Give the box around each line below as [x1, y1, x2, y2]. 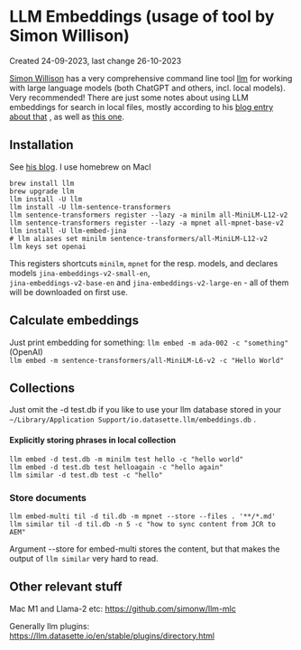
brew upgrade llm [9, 187, 75, 196]
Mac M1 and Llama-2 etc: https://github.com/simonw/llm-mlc [9, 603, 236, 614]
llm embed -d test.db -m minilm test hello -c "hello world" [9, 454, 244, 464]
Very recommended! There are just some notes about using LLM [9, 92, 250, 103]
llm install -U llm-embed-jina [9, 226, 127, 236]
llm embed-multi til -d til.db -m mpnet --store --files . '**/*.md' [9, 512, 277, 521]
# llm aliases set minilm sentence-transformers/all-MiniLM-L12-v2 [9, 234, 269, 243]
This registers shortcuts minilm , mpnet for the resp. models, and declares [9, 257, 278, 268]
